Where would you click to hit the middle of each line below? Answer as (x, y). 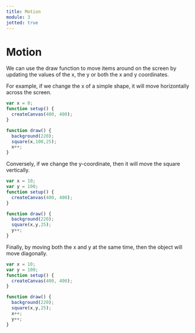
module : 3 (18, 17)
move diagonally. (27, 253)
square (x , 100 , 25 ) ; (34, 142)
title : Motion (24, 12)
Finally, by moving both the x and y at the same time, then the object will (94, 247)
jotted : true (22, 23)
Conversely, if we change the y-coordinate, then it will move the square (93, 164)
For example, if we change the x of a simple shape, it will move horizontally (98, 86)
